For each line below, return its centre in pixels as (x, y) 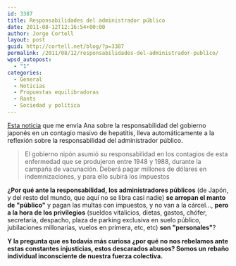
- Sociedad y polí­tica (47, 106)
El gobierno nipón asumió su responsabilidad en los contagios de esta (126, 154)
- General (28, 79)
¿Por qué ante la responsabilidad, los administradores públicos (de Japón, (118, 190)
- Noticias (30, 86)
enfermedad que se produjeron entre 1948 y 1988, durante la (113, 161)
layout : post (26, 40)
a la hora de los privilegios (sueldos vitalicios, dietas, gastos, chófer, (107, 213)
